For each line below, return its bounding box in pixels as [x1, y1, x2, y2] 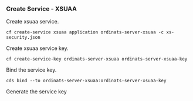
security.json [6, 35, 41, 41]
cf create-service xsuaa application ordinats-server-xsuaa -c [6, 29, 164, 35]
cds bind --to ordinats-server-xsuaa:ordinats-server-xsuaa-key [6, 78, 167, 84]
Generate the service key [6, 88, 67, 95]
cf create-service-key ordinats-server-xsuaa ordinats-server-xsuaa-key [6, 56, 188, 62]
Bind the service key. [6, 66, 57, 73]
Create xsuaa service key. [6, 45, 69, 52]
